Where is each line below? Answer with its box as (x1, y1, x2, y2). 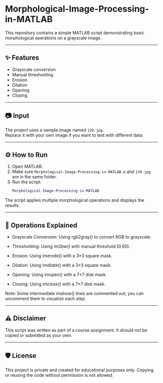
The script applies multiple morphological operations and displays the (5, 197, 145, 203)
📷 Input (5, 112, 30, 120)
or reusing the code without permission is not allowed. (5, 372, 114, 378)
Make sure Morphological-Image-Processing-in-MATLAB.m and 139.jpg (12, 169, 151, 174)
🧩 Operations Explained (5, 221, 78, 229)
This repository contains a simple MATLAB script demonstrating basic (5, 30, 145, 35)
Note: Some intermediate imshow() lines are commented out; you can (5, 291, 144, 296)
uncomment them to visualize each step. (5, 296, 86, 302)
